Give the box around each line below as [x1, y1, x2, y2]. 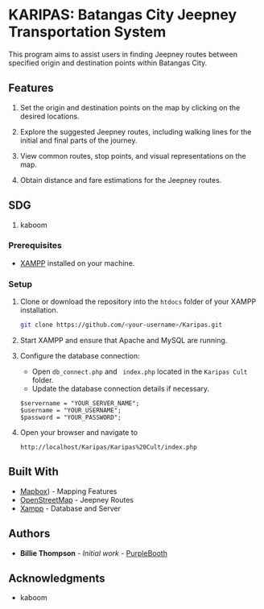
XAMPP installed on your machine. [19, 258, 135, 267]
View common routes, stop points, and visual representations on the [19, 151, 247, 160]
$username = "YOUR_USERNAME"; [19, 407, 122, 415]
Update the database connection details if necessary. [31, 384, 210, 394]
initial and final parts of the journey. [19, 135, 138, 145]
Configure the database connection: [19, 351, 140, 361]
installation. [19, 305, 59, 315]
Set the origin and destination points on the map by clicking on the [19, 102, 241, 112]
